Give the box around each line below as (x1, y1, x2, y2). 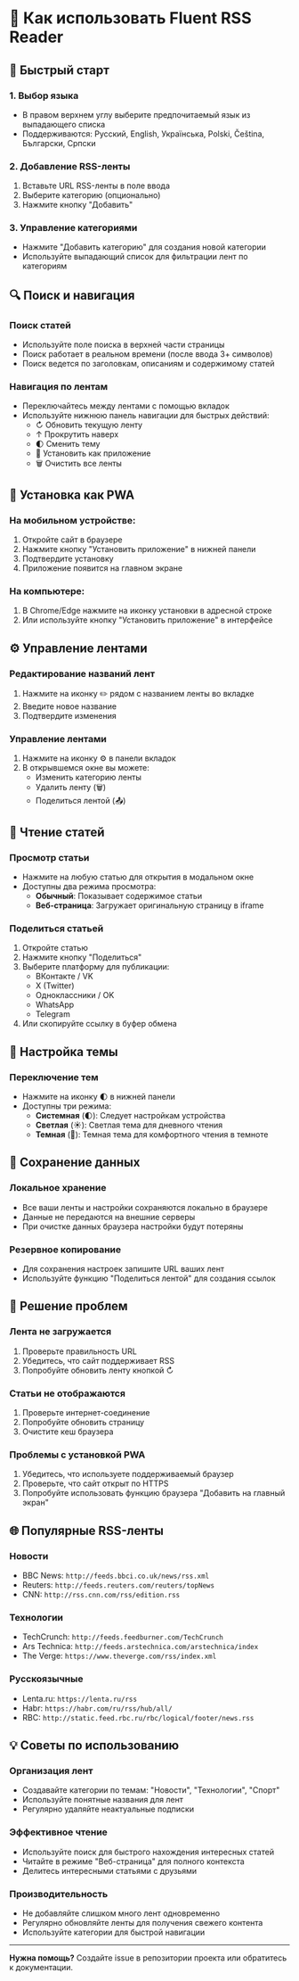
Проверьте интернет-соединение (21, 1407, 150, 1418)
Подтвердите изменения (21, 711, 117, 722)
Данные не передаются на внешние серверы (21, 1211, 196, 1222)
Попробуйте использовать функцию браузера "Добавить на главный (21, 1488, 286, 1498)
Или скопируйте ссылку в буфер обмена (21, 1019, 178, 1029)
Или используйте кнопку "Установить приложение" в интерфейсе (21, 615, 273, 625)
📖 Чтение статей (9, 824, 105, 839)
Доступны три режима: (21, 1101, 112, 1111)
